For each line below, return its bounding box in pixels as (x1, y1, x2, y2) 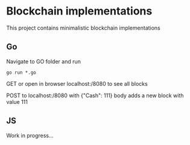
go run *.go (6, 69, 36, 76)
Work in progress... (6, 132, 54, 139)
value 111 (6, 98, 28, 105)
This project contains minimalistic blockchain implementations (6, 24, 161, 31)
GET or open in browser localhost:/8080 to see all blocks (6, 80, 148, 87)
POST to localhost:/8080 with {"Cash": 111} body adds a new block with (6, 92, 184, 99)
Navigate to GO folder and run (6, 57, 81, 65)
